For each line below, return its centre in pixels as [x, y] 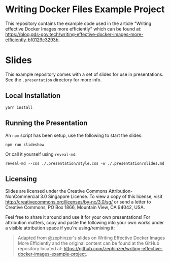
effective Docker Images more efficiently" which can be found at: [73, 28]
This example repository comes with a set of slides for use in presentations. [84, 74]
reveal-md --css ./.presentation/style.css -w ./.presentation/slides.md [85, 163]
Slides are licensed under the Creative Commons [56, 191]
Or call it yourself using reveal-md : [41, 154]
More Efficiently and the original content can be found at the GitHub [89, 243]
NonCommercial [22, 196]
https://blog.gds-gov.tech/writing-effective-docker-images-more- [74, 34]
